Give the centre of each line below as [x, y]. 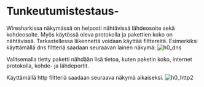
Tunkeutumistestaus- [63, 11]
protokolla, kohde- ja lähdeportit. [48, 66]
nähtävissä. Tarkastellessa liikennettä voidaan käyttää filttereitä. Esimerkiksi [102, 41]
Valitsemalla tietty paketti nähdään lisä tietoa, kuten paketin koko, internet [99, 59]
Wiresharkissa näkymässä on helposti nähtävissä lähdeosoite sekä [91, 28]
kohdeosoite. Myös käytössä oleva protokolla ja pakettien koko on [90, 34]
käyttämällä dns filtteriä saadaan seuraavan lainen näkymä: [81, 47]
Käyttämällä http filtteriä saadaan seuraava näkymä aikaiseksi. [85, 77]
